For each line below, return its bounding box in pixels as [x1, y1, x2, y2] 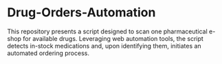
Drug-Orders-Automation [7, 5, 156, 20]
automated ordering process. [7, 49, 89, 57]
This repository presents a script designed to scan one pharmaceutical [7, 27, 208, 35]
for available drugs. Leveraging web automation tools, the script [23, 34, 204, 42]
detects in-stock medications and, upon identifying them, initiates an [7, 42, 201, 50]
